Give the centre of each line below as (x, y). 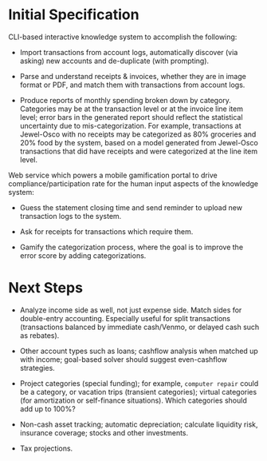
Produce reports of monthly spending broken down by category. (125, 100)
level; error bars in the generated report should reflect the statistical (131, 117)
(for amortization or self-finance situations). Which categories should (133, 400)
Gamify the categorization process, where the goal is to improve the (132, 247)
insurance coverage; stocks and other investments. (104, 432)
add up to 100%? (47, 408)
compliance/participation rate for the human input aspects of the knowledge (133, 183)
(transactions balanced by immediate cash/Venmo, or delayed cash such (139, 327)
